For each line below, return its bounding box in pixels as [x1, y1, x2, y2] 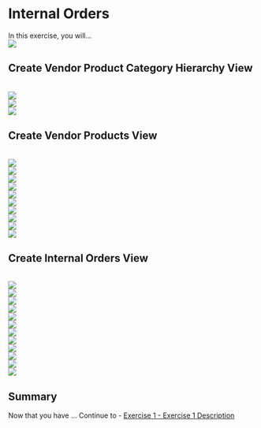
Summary [8, 389, 58, 403]
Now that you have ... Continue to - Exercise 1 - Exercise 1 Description [8, 411, 235, 420]
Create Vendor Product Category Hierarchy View [8, 61, 253, 75]
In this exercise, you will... [8, 31, 92, 40]
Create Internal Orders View [8, 251, 148, 265]
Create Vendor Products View [8, 129, 158, 143]
